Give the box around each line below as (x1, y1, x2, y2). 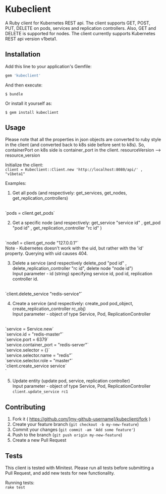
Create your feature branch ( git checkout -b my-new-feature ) (12, 421, 139, 427)
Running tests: (5, 480, 35, 486)
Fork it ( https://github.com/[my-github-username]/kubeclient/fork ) (12, 416, 151, 422)
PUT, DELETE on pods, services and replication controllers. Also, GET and (5, 25, 156, 31)
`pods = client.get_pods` (5, 210, 55, 216)
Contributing (5, 403, 46, 411)
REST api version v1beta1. (5, 36, 57, 42)
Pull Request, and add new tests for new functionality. (5, 470, 115, 476)
